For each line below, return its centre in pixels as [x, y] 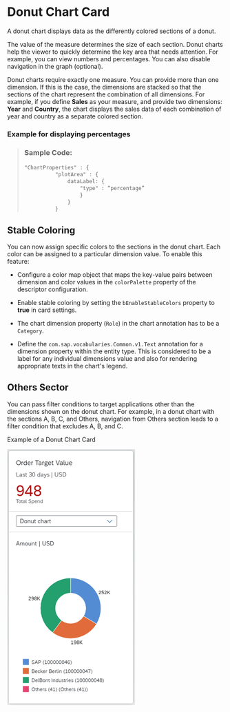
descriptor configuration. [52, 289]
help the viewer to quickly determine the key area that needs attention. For [113, 52]
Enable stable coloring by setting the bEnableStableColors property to [116, 302]
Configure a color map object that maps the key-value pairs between [115, 274]
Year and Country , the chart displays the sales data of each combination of [114, 109]
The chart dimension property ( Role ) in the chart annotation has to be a [118, 323]
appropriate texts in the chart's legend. [72, 366]
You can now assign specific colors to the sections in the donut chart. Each [114, 247]
